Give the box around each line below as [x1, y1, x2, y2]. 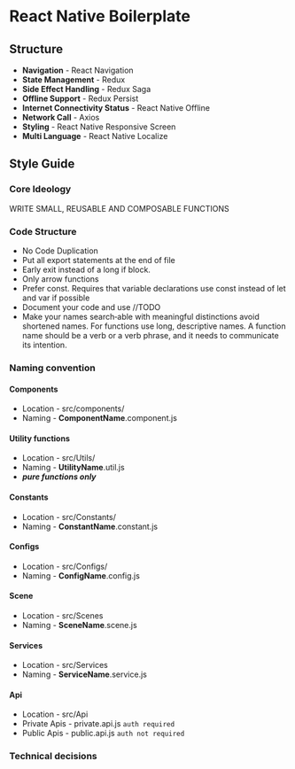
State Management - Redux [21, 74, 126, 85]
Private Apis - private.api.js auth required [21, 719, 175, 729]
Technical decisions [9, 750, 97, 763]
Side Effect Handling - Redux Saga [21, 84, 151, 94]
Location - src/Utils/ [21, 453, 96, 463]
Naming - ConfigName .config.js [21, 570, 140, 581]
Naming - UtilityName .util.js [21, 462, 126, 473]
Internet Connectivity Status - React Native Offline [21, 103, 211, 113]
